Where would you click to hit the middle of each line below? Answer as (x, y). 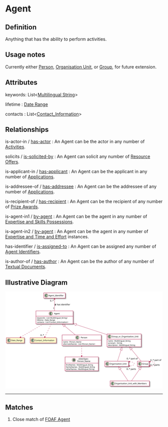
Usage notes (25, 55)
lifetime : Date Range (27, 104)
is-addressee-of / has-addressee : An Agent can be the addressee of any (81, 187)
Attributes (21, 83)
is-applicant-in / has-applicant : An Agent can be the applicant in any (76, 172)
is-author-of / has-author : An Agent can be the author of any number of (79, 261)
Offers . (12, 162)
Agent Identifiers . (23, 252)
